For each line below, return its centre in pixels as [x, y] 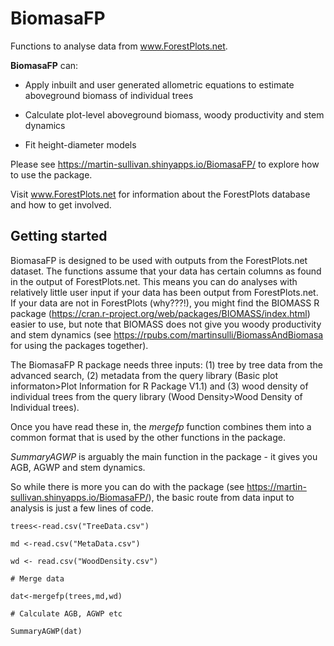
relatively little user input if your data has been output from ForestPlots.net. [164, 292]
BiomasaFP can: [44, 65]
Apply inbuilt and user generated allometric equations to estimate [159, 84]
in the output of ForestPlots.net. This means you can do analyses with [154, 281]
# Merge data [37, 578]
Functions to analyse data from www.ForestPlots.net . [119, 46]
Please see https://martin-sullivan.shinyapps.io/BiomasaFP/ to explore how [165, 164]
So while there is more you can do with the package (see [127, 486]
